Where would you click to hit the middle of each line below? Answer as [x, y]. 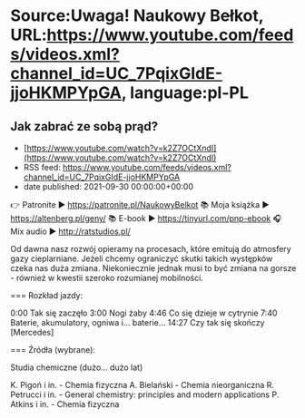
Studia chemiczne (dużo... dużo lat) [77, 367]
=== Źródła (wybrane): [53, 350]
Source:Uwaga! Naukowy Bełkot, [137, 16]
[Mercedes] [32, 332]
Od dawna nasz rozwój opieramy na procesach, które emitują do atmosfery [151, 249]
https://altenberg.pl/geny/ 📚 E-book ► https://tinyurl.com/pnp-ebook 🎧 [146, 218]
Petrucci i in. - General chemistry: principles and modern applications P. [145, 394]
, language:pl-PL [185, 93]
